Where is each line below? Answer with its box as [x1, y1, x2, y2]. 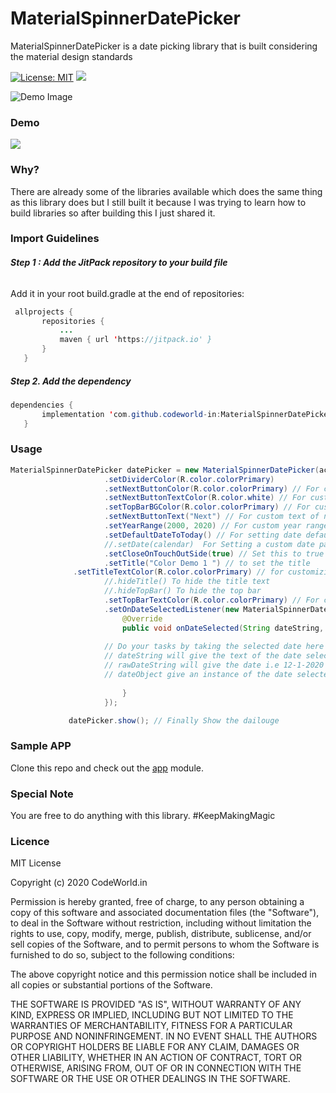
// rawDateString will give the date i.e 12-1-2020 [104, 660, 325, 671]
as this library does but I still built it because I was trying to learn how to [10, 196, 307, 208]
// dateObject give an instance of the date [104, 670, 293, 680]
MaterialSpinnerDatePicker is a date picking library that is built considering [10, 40, 318, 52]
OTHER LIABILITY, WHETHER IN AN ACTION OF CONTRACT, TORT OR [10, 1052, 302, 1064]
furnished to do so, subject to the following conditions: [10, 949, 235, 961]
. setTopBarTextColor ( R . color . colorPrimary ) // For [104, 595, 320, 606]
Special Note [10, 787, 74, 801]
